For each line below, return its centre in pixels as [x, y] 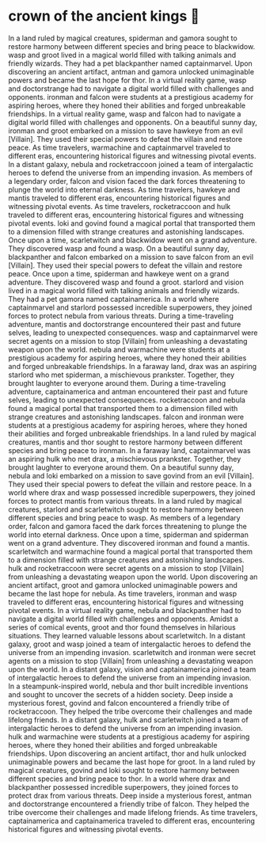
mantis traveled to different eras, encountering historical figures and [120, 198]
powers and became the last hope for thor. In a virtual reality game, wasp [127, 80]
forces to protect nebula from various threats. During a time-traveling [121, 315]
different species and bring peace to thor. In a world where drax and [120, 779]
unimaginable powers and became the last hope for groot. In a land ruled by [132, 762]
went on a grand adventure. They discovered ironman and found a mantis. [129, 543]
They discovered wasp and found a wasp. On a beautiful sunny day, [119, 248]
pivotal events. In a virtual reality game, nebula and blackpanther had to [125, 610]
